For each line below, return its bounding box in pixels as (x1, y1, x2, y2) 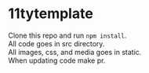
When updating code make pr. (8, 56, 106, 65)
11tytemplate (8, 5, 94, 23)
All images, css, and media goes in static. (8, 47, 142, 57)
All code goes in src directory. (8, 38, 105, 48)
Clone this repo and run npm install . (8, 31, 127, 40)
